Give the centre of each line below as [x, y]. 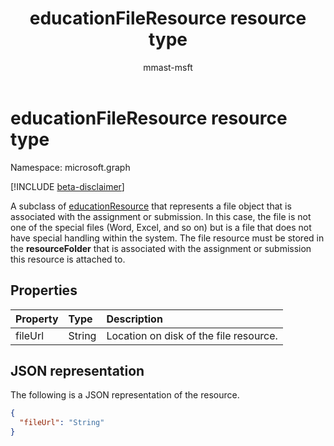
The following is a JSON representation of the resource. [125, 395]
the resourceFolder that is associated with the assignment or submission [161, 248]
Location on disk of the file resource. [192, 335]
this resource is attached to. [68, 259]
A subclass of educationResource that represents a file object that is [151, 206]
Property [37, 319]
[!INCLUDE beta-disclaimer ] [67, 186]
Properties [44, 290]
